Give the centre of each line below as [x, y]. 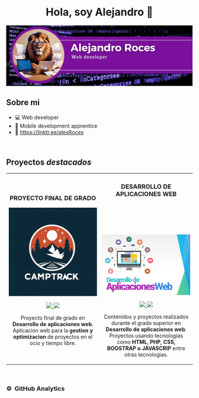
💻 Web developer [37, 117]
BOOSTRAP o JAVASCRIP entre [146, 348]
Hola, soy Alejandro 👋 [99, 12]
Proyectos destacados [49, 162]
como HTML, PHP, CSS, [146, 342]
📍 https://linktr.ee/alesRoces [49, 132]
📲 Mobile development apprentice [56, 126]
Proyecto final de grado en [53, 318]
